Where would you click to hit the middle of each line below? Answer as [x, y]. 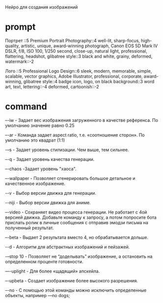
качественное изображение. [35, 183]
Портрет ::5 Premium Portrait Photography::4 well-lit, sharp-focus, [72, 40]
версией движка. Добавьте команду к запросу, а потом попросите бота [81, 217]
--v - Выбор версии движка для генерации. [51, 193]
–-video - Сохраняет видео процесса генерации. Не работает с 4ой [76, 212]
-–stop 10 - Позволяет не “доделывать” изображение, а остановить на [79, 256]
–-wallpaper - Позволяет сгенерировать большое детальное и [70, 178]
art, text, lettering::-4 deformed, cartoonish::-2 [52, 87]
